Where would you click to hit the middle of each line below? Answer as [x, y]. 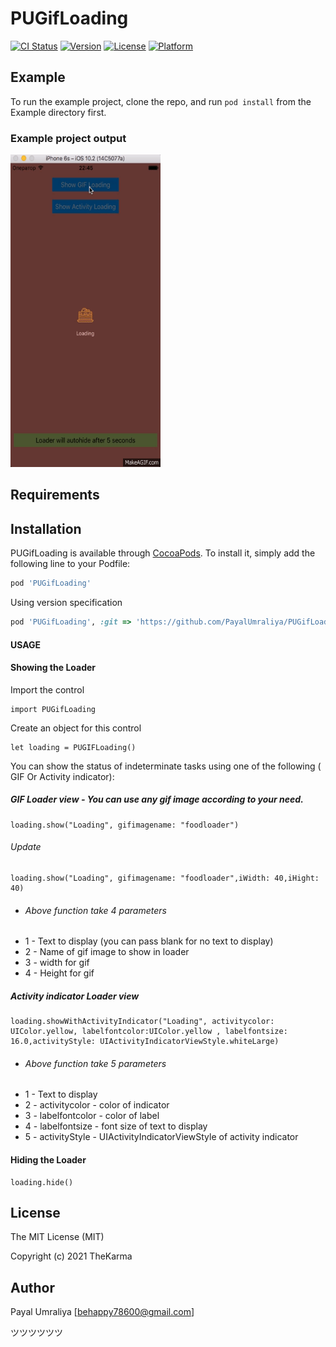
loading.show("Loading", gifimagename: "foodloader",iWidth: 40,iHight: [165, 878]
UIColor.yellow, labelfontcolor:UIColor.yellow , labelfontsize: [149, 1032]
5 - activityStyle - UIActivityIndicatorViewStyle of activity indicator [161, 1137]
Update [26, 847]
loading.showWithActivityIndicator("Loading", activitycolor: [142, 1022]
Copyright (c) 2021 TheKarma [71, 1256]
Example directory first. [58, 112]
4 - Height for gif [59, 973]
